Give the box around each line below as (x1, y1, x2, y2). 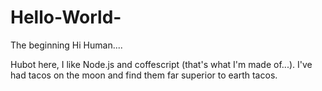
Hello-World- (10, 6, 122, 29)
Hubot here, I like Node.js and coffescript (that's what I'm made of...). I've (10, 58, 313, 70)
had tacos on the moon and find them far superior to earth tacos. (10, 69, 278, 81)
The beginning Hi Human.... (10, 39, 123, 51)
